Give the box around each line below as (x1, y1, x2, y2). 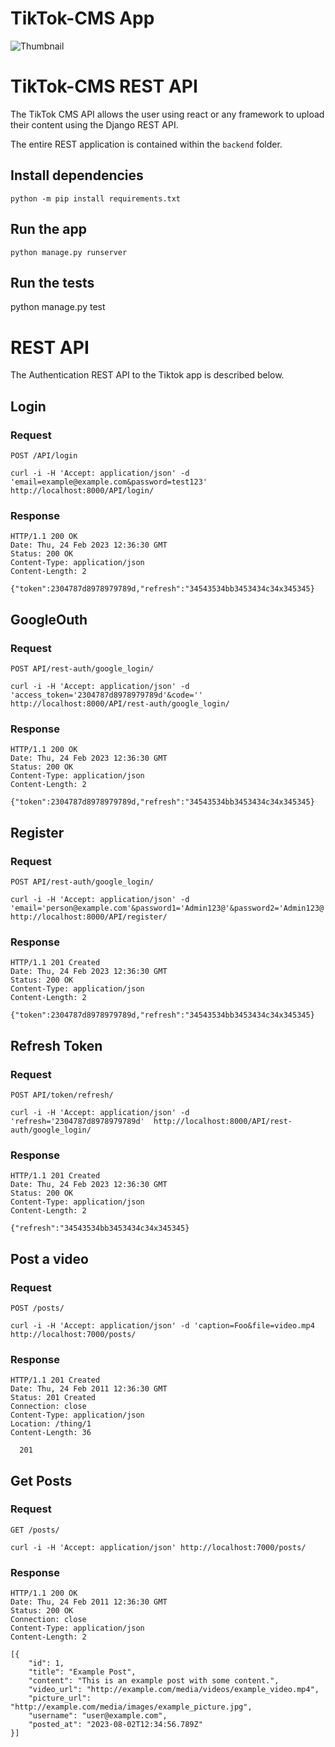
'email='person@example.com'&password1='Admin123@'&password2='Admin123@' (10, 903, 329, 913)
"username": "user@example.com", (28, 1711, 168, 1721)
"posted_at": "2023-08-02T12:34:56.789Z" (28, 1720, 203, 1730)
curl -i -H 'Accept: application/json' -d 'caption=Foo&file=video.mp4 (10, 1320, 315, 1331)
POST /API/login (10, 450, 78, 461)
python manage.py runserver (10, 247, 128, 257)
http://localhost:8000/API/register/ (10, 912, 168, 922)
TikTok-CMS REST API (10, 75, 198, 98)
